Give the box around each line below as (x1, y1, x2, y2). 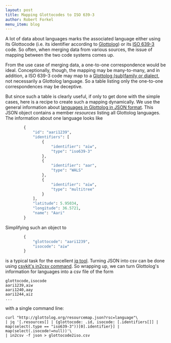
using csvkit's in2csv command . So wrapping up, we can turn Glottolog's (5, 263, 159, 269)
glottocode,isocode (5, 279, 47, 284)
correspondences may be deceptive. (5, 84, 83, 90)
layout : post (5, 7, 33, 13)
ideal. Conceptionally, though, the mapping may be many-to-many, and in (5, 67, 160, 73)
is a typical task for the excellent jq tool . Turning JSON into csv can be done (5, 258, 165, 264)
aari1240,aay (5, 287, 33, 292)
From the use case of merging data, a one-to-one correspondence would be (5, 62, 166, 68)
